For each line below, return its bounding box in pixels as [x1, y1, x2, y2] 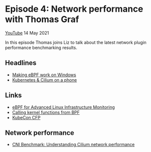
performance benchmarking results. [5, 44, 77, 50]
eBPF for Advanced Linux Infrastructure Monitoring [12, 104, 115, 110]
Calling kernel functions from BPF [12, 109, 80, 115]
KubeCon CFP [12, 114, 41, 120]
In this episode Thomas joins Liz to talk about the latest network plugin [5, 39, 147, 45]
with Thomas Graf [5, 14, 79, 25]
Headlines [5, 59, 37, 67]
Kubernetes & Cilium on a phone [12, 77, 77, 83]
